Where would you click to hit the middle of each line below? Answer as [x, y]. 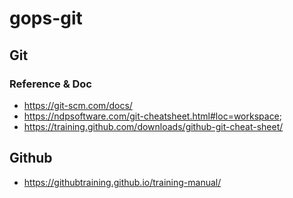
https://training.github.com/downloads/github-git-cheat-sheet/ [153, 126]
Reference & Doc [50, 84]
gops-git [46, 18]
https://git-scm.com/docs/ [78, 105]
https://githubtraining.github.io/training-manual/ [122, 182]
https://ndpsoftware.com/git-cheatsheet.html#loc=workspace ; [153, 116]
